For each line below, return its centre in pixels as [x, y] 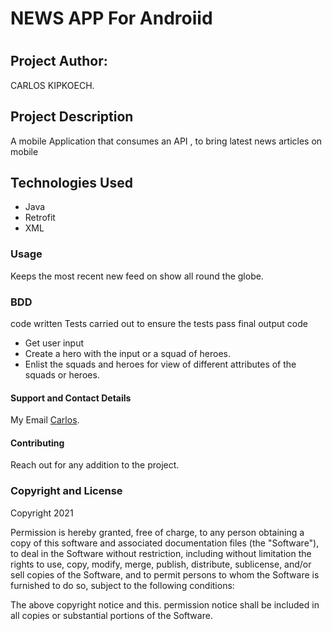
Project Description [72, 117]
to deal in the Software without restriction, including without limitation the [161, 553]
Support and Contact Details [71, 398]
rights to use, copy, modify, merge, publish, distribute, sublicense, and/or [161, 564]
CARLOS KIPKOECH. [52, 85]
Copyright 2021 [42, 513]
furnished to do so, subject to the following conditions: [122, 585]
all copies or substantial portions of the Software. [111, 615]
